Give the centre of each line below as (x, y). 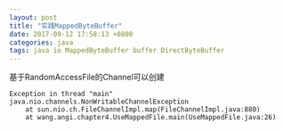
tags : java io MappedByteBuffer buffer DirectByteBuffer (117, 51)
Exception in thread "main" (61, 94)
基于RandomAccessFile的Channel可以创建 (87, 78)
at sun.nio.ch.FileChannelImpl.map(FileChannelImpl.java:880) (143, 110)
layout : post (33, 17)
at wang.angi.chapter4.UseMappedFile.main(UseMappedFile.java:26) (151, 118)
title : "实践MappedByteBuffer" (66, 26)
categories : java (41, 42)
